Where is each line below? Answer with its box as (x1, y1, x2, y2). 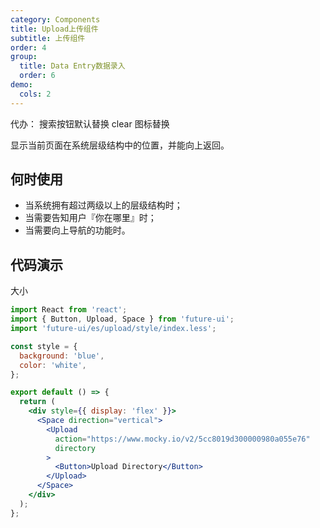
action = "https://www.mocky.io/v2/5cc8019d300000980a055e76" (54, 434, 311, 444)
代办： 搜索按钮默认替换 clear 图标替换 (10, 117, 170, 130)
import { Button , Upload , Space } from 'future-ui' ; (10, 314, 235, 325)
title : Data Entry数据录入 (19, 61, 126, 71)
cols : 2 (19, 89, 52, 99)
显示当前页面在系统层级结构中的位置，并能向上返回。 (10, 139, 230, 151)
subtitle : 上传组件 (10, 33, 86, 43)
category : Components (10, 14, 101, 25)
